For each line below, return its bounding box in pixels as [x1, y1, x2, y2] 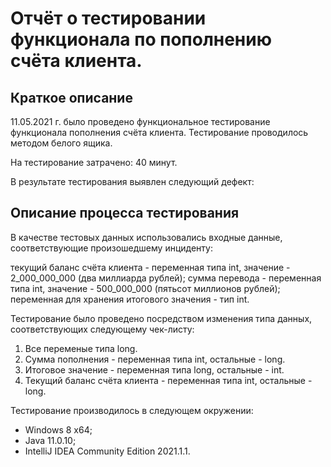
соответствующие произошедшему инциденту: [10, 242, 213, 254]
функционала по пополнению [10, 28, 272, 51]
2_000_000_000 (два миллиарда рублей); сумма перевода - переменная [10, 272, 322, 284]
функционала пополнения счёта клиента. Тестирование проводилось [10, 127, 309, 138]
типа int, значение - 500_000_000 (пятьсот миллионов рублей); [10, 282, 281, 294]
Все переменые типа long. [24, 342, 138, 354]
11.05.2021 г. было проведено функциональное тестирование [10, 116, 271, 127]
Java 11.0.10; [24, 434, 77, 446]
